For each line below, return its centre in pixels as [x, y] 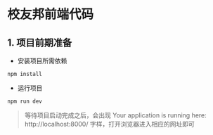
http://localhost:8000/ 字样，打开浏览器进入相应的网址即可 [109, 124]
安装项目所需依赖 [42, 61]
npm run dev [25, 101]
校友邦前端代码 [51, 14]
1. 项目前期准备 [40, 43]
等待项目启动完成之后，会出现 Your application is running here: [116, 115]
